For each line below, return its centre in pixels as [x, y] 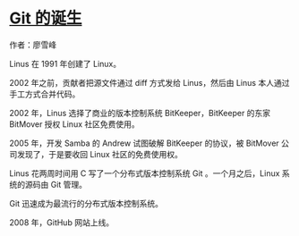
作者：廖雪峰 [33, 45]
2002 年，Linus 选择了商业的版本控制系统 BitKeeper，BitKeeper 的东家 [140, 113]
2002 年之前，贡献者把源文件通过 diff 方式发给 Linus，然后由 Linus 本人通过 [149, 82]
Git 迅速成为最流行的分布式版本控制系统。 [86, 203]
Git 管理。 [69, 184]
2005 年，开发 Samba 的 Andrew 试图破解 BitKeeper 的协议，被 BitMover [144, 143]
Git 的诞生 [46, 18]
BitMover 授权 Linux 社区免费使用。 [75, 124]
